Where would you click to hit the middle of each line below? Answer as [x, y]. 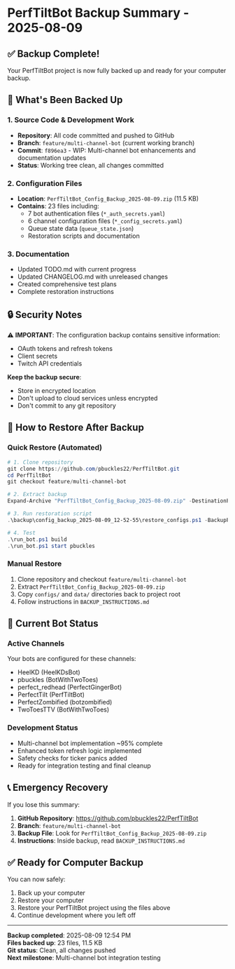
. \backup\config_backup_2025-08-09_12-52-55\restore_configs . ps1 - [108, 520]
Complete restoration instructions [65, 292]
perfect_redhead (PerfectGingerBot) [70, 687]
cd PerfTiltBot [29, 475]
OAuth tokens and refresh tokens [65, 349]
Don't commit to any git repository [67, 406]
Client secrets [37, 356]
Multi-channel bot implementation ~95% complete [90, 743]
